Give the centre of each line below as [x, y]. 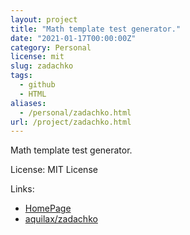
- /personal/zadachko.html [75, 112]
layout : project [44, 19]
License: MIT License [54, 170]
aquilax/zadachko [61, 219]
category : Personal [51, 47]
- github [37, 85]
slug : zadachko [42, 66]
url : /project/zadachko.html [71, 122]
